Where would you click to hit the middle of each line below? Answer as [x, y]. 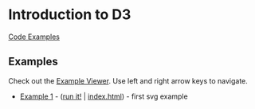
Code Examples [34, 37]
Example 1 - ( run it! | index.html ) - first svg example [104, 96]
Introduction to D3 [70, 15]
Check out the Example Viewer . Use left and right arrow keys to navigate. [128, 80]
